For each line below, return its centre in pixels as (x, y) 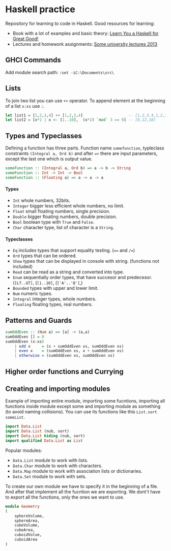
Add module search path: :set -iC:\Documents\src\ (60, 72)
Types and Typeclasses (44, 136)
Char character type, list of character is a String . (63, 227)
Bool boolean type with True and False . (53, 222)
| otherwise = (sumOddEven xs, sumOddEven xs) (65, 356)
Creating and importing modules (58, 389)
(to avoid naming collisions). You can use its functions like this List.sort (81, 412)
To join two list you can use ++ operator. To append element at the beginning (85, 101)
